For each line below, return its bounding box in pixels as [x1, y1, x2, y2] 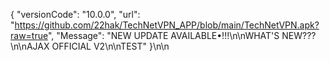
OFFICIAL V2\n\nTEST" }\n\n [51, 40, 170, 52]
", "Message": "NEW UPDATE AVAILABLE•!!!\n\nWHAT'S [47, 30, 280, 41]
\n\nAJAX [10, 40, 50, 52]
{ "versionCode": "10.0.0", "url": [10, 9, 141, 20]
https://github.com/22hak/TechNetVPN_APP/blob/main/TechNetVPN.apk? [14, 19, 320, 31]
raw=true [10, 30, 48, 41]
